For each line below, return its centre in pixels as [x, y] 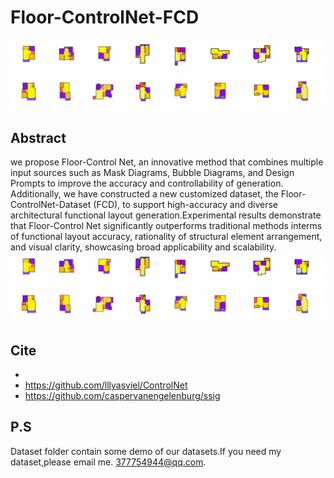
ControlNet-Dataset [51, 204]
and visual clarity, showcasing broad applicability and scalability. [143, 247]
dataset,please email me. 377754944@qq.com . [108, 462]
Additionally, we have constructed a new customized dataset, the [144, 193]
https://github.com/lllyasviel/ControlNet [106, 385]
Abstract [38, 137]
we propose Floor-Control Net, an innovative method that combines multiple [167, 162]
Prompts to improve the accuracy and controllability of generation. [147, 183]
